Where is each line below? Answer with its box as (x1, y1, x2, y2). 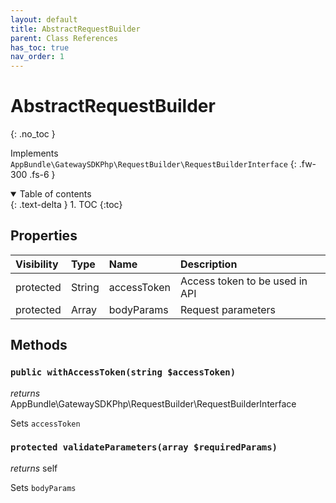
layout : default (10, 14, 78, 25)
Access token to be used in (179, 274, 308, 288)
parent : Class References (10, 33, 118, 43)
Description (179, 257, 238, 271)
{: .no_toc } (10, 128, 56, 140)
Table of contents (19, 188, 92, 200)
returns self (10, 462, 58, 474)
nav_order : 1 (10, 52, 65, 62)
